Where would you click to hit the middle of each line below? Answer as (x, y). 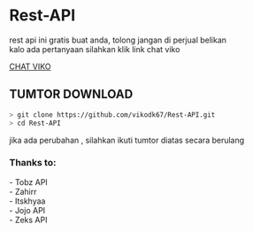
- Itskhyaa (27, 201)
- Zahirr (23, 191)
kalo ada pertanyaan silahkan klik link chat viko (95, 49)
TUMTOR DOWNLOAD (71, 94)
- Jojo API (27, 210)
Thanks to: (33, 163)
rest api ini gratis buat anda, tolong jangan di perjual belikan (118, 40)
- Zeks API (28, 220)
